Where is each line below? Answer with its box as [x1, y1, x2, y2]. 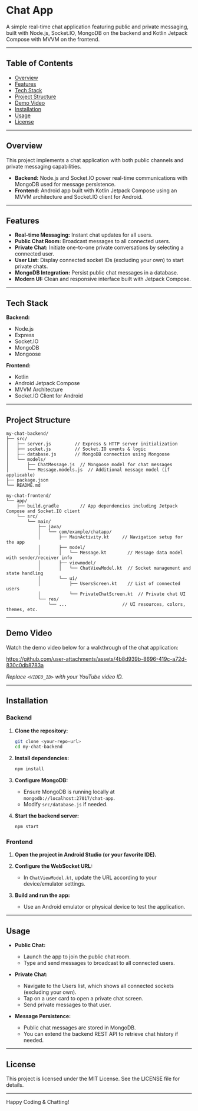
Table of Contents [6, 59, 74, 69]
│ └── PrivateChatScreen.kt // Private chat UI [37, 591, 186, 597]
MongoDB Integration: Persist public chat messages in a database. [14, 269, 179, 276]
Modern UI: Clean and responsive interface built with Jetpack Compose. [14, 276, 192, 283]
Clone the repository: [14, 727, 68, 734]
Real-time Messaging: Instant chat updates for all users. [14, 231, 153, 238]
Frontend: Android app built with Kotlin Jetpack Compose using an [14, 187, 177, 194]
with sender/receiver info [6, 555, 72, 561]
